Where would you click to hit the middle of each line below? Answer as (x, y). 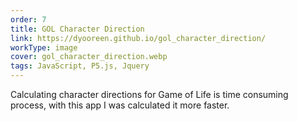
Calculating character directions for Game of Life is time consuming (149, 94)
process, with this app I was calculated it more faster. (120, 105)
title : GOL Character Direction (77, 29)
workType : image (44, 47)
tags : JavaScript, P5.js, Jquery (80, 66)
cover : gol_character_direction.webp (89, 57)
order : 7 (28, 19)
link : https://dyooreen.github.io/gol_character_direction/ (138, 38)
